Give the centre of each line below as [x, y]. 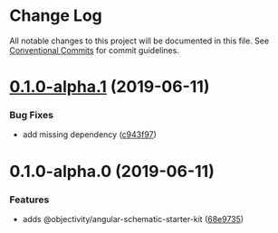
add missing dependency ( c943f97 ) [89, 135]
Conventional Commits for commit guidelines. [94, 50]
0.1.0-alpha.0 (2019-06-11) [112, 171]
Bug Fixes [32, 116]
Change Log [56, 16]
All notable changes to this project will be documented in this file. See [139, 41]
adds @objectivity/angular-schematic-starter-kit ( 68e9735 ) [133, 219]
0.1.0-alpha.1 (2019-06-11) [110, 87]
